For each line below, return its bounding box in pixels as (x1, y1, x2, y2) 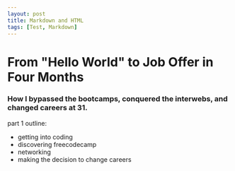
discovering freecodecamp (17, 140, 97, 148)
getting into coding (17, 132, 73, 141)
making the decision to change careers (17, 155, 132, 163)
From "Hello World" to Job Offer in (7, 54, 214, 70)
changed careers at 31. (7, 103, 88, 113)
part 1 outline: (7, 119, 47, 127)
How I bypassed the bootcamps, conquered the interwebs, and (7, 94, 228, 104)
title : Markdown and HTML (7, 17, 84, 24)
